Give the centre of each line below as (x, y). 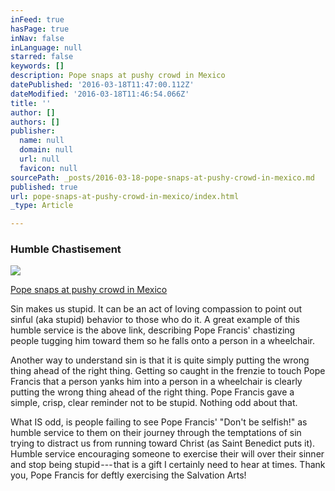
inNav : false (37, 38)
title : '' (31, 103)
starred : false (42, 57)
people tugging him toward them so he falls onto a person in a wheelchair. (163, 341)
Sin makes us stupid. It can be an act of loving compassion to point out (156, 309)
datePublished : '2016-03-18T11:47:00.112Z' (102, 85)
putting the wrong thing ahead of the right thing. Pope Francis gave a (152, 392)
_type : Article (42, 206)
